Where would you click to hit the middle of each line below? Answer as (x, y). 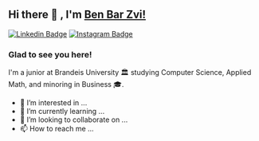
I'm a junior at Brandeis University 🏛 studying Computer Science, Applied (130, 72)
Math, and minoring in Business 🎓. (66, 84)
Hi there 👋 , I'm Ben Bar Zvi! (77, 15)
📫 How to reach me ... (57, 129)
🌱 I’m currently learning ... (62, 112)
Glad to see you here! (50, 54)
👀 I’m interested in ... (53, 103)
